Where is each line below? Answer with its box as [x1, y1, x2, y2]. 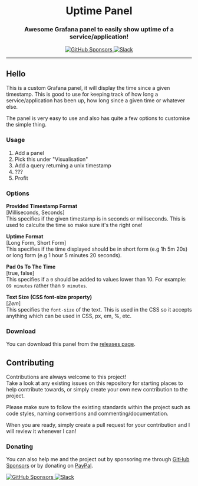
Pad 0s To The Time [6, 263, 56, 270]
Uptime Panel [65, 4, 133, 18]
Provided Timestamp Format [6, 202, 78, 209]
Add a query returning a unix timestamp [14, 161, 112, 169]
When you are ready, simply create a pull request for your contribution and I [6, 422, 190, 428]
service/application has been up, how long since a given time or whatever [6, 97, 186, 104]
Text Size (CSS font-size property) [6, 293, 93, 300]
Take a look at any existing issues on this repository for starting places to [6, 380, 183, 387]
